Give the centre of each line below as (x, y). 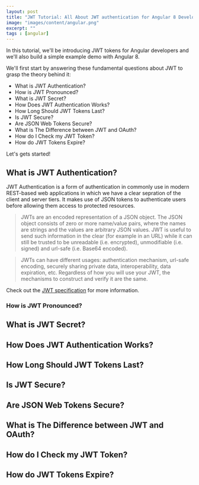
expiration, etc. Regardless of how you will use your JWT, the (95, 272)
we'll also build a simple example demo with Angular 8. (73, 57)
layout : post (22, 12)
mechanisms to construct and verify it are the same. (84, 279)
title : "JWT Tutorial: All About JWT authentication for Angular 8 (91, 17)
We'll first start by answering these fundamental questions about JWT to (94, 68)
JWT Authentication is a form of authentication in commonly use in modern (98, 186)
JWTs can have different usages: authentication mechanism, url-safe (105, 260)
